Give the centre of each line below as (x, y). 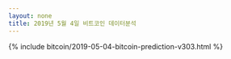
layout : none (30, 16)
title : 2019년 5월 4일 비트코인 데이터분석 (72, 23)
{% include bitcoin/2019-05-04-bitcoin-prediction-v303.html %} (116, 46)
